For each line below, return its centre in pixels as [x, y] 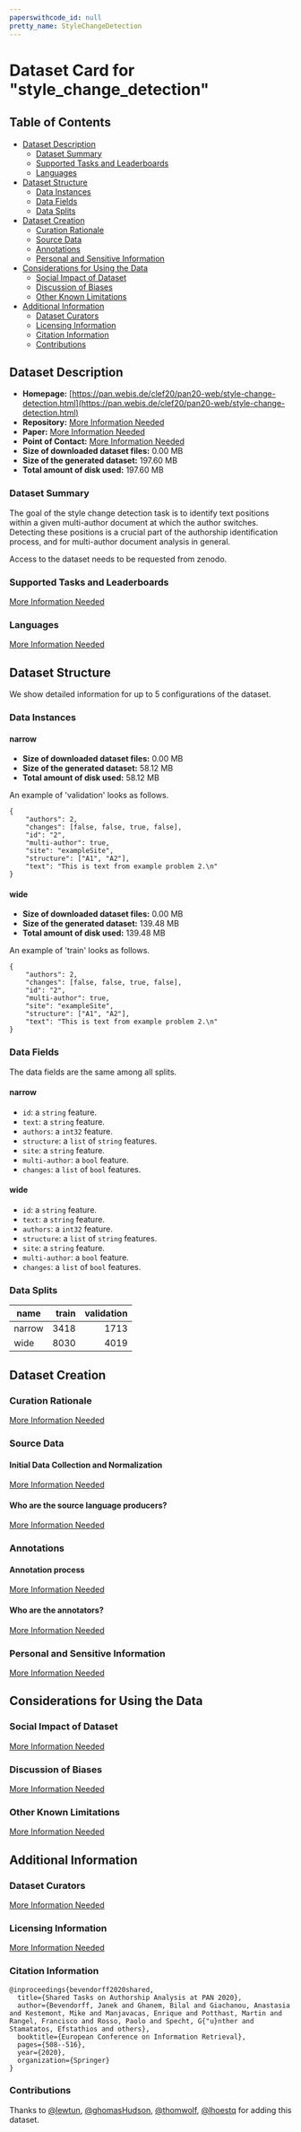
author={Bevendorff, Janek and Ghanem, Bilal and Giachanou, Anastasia [154, 2006]
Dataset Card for [72, 70]
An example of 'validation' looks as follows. [89, 796]
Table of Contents [60, 122]
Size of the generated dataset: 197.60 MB [99, 461]
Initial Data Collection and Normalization [86, 1465]
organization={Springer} [64, 2060]
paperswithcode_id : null [56, 17]
